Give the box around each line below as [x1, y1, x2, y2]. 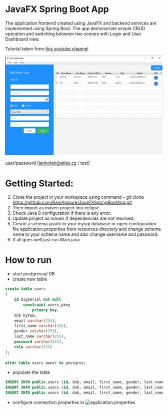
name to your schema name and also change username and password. [12, 231, 159, 237]
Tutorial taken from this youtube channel [5, 46, 88, 52]
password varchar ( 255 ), [14, 339, 64, 344]
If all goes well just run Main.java [12, 237, 80, 243]
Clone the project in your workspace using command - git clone [12, 194, 144, 200]
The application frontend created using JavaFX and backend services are [5, 20, 156, 26]
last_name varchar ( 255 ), [14, 334, 66, 339]
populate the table [12, 369, 50, 375]
